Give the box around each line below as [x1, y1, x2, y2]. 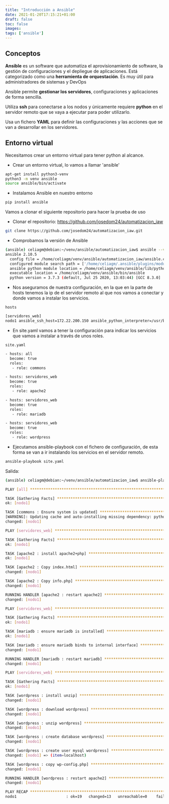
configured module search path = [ [10, 261, 84, 266]
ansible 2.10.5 [5, 252, 37, 257]
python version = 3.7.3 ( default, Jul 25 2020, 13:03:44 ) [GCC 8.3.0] [10, 275, 161, 280]
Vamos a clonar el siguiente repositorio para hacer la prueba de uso [5, 209, 146, 215]
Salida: [5, 468, 20, 474]
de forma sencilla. [5, 94, 43, 100]
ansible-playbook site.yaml [5, 459, 64, 464]
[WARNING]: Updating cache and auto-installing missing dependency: [5, 515, 152, 520]
